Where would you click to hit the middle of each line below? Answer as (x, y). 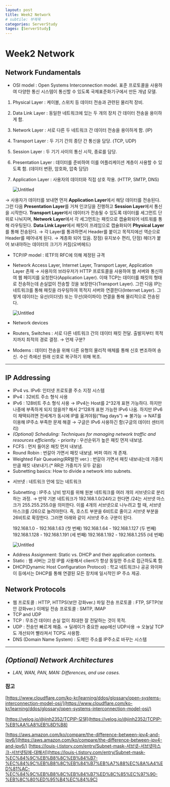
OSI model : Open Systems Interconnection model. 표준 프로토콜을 (81, 85)
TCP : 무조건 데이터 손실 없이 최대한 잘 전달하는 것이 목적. (69, 620)
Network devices (30, 323)
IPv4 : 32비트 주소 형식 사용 (40, 397)
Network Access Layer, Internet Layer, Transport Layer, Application (82, 265)
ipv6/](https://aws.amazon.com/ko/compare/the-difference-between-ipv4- (84, 740)
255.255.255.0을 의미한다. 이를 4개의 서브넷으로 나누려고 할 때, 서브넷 (92, 505)
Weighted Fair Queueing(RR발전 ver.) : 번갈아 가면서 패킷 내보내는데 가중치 (88, 459)
